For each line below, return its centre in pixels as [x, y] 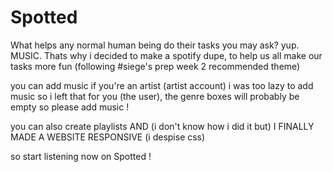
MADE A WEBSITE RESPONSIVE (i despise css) [108, 137]
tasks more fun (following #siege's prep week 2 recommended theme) [155, 66]
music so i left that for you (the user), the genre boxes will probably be [155, 96]
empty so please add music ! [70, 107]
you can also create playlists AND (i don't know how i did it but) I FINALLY [162, 126]
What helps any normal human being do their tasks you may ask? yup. [155, 45]
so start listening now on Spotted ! [81, 156]
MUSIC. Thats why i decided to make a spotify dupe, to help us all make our [166, 55]
